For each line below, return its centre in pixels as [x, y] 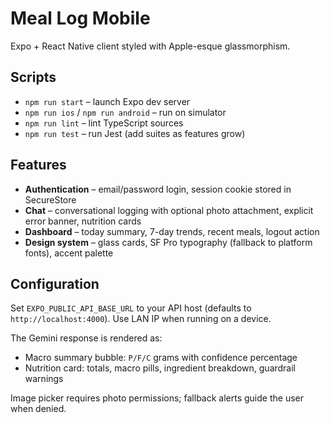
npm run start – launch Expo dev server [107, 101]
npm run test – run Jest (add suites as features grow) [135, 133]
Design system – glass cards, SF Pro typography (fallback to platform [168, 242]
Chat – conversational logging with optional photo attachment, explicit [169, 210]
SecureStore [50, 199]
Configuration [55, 283]
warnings [44, 379]
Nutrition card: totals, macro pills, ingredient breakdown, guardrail [160, 368]
